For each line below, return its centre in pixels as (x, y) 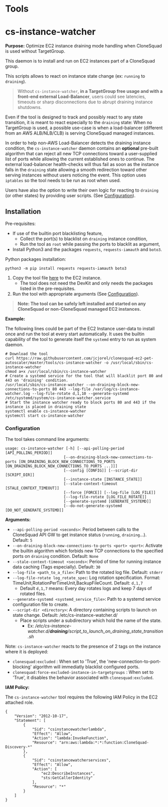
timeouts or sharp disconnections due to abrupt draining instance (85, 102)
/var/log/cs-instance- (116, 389)
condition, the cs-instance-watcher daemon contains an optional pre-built (82, 148)
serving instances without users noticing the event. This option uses (76, 175)
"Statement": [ (30, 721)
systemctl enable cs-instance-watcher (46, 411)
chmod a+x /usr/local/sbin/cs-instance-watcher (56, 371)
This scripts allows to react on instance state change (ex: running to (75, 76)
